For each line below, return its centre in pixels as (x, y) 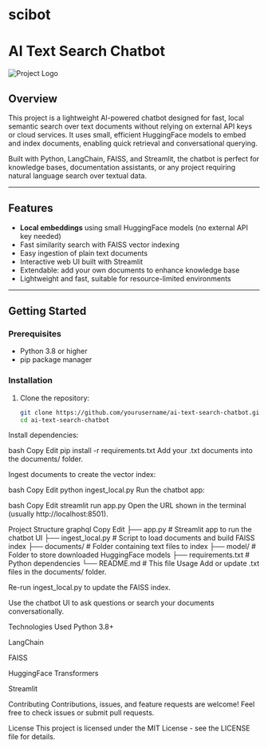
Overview (33, 99)
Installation (31, 380)
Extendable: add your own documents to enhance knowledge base (130, 270)
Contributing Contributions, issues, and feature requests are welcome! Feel (132, 704)
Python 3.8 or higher (53, 351)
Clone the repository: (55, 398)
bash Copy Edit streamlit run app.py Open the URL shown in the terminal (127, 506)
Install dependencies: (43, 435)
